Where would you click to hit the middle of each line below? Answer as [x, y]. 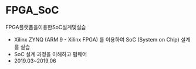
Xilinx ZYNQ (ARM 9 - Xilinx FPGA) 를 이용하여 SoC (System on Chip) [97, 39]
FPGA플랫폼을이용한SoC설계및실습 [46, 27]
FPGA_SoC [32, 10]
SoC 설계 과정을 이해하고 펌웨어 [50, 54]
